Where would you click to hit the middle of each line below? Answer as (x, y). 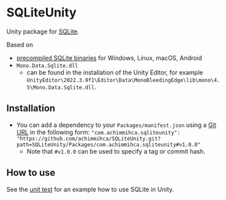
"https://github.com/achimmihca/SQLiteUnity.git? (89, 139)
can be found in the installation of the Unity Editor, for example (115, 72)
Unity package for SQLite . (43, 31)
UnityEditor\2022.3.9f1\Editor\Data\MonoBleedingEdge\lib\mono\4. (123, 80)
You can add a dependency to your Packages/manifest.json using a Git (116, 125)
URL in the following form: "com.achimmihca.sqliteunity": (98, 132)
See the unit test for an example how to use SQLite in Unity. (90, 189)
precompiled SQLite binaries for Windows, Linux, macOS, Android (109, 58)
